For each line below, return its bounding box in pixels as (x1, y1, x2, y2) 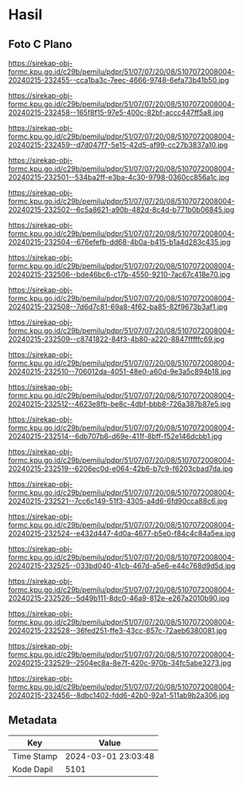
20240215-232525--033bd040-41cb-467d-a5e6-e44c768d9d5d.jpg (8, 561, 236, 571)
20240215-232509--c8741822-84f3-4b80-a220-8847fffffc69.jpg (8, 335, 225, 343)
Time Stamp (12, 751, 58, 762)
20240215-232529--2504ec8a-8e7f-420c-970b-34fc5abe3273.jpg (8, 658, 232, 667)
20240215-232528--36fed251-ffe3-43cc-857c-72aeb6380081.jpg (8, 626, 227, 635)
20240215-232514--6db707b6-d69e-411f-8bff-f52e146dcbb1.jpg (8, 432, 223, 441)
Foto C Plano (8, 37, 73, 51)
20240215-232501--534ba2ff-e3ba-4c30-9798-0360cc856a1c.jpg (8, 173, 229, 182)
